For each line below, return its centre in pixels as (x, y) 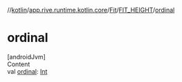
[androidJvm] (27, 57)
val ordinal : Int (27, 71)
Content (19, 64)
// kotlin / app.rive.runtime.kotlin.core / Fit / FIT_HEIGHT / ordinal (91, 10)
